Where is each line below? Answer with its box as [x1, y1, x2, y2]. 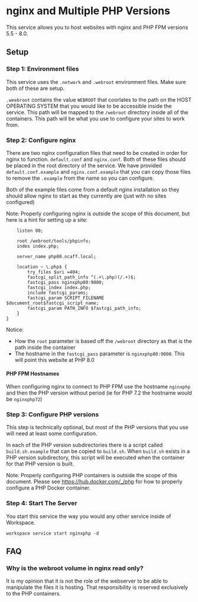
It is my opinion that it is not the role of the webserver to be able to [6, 578, 168, 585]
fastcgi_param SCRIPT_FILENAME [27, 294, 105, 301]
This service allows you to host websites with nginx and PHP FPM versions [6, 24, 189, 31]
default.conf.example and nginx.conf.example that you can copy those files [6, 168, 191, 175]
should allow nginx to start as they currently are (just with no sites [6, 192, 167, 199]
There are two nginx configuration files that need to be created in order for [6, 149, 188, 156]
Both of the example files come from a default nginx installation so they [6, 186, 180, 193]
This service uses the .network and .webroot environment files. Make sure [6, 78, 186, 85]
